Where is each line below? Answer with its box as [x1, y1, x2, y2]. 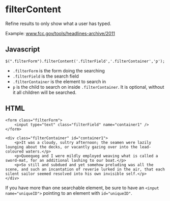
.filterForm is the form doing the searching [12, 67, 105, 73]
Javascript [5, 45, 40, 54]
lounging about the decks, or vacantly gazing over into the [5, 144, 138, 149]
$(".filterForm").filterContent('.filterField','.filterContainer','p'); [5, 59, 165, 64]
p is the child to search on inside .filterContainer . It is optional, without [12, 84, 164, 90]
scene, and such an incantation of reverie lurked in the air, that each [5, 167, 165, 172]
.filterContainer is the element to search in [12, 78, 106, 85]
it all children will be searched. [12, 89, 77, 95]
